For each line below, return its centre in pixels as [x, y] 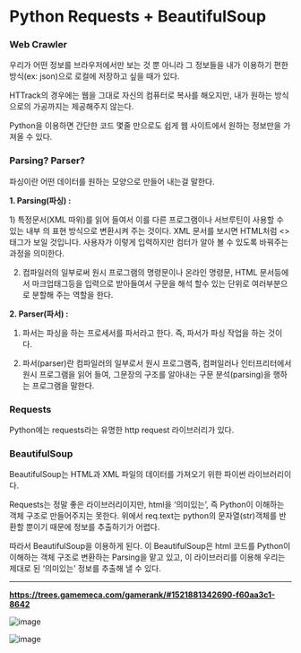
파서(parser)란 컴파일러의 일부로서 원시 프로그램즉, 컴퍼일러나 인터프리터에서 [157, 363]
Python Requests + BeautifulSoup [138, 17]
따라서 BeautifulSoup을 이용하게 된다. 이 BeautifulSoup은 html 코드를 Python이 [150, 546]
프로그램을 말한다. [63, 385]
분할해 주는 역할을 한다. [73, 294]
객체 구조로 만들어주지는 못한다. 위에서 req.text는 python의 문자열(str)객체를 [143, 516]
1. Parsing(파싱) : [40, 200]
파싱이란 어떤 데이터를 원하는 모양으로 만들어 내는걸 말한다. [112, 181]
